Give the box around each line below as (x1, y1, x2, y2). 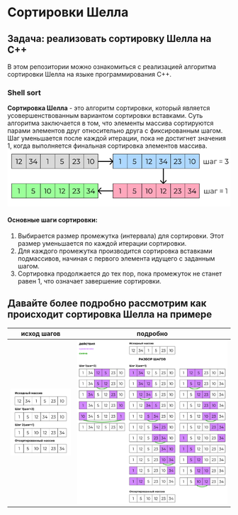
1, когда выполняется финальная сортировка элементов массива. (7, 141, 208, 150)
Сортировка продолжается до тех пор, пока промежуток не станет (17, 269, 222, 278)
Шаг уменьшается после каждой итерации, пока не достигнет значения (7, 134, 227, 143)
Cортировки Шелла (7, 4, 129, 21)
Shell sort (7, 87, 41, 97)
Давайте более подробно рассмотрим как (7, 298, 207, 310)
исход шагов (21, 330, 61, 338)
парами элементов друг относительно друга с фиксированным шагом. (7, 126, 223, 135)
